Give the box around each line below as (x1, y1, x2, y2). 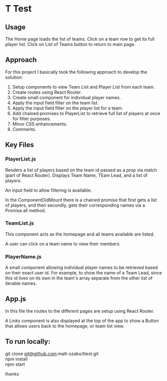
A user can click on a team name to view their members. (5, 241, 121, 247)
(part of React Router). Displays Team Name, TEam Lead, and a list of (5, 172, 148, 178)
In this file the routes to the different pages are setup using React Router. (5, 308, 155, 314)
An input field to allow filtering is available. (5, 187, 92, 193)
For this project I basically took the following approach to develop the (5, 69, 148, 75)
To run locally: (5, 337, 51, 346)
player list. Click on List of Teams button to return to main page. (5, 41, 136, 47)
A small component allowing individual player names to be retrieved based (5, 264, 158, 270)
